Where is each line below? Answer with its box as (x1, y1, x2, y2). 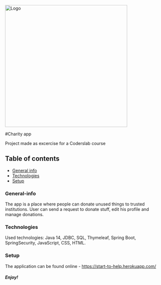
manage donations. (5, 212, 44, 218)
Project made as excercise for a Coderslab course (5, 141, 106, 146)
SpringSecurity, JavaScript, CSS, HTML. (5, 240, 86, 246)
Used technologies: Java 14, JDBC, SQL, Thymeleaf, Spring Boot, (5, 235, 136, 241)
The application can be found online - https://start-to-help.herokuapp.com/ (5, 263, 157, 269)
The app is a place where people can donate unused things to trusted (5, 201, 145, 207)
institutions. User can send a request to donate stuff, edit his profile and (5, 206, 149, 212)
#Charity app (5, 131, 32, 137)
